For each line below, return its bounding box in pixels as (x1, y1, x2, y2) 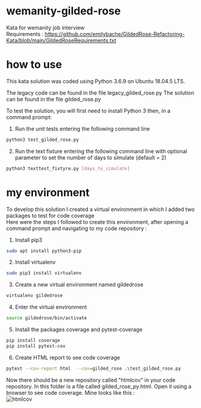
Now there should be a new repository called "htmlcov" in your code (6, 376, 176, 383)
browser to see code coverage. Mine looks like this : (6, 389, 135, 396)
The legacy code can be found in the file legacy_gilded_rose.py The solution (6, 89, 194, 96)
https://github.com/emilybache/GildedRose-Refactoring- (44, 30, 185, 37)
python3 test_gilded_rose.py (6, 137, 79, 143)
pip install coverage (6, 337, 61, 344)
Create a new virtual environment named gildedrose (14, 281, 144, 288)
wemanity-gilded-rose (6, 4, 121, 18)
